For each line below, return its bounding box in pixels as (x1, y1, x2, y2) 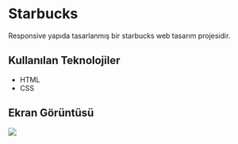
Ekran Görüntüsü (8, 106, 94, 119)
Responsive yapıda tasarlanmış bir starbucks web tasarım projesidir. (8, 31, 231, 40)
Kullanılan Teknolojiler (8, 54, 121, 67)
